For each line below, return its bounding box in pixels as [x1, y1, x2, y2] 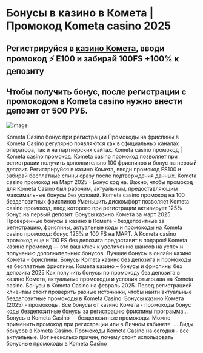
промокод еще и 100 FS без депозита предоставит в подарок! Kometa [6, 237, 188, 244]
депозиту [6, 66, 44, 76]
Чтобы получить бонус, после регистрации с [6, 86, 187, 97]
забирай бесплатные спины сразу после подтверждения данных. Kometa [6, 172, 197, 179]
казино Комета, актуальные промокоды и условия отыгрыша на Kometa [6, 275, 194, 283]
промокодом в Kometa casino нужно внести [6, 96, 183, 106]
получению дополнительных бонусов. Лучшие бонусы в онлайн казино [6, 250, 192, 257]
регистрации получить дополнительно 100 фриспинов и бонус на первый [6, 159, 197, 166]
